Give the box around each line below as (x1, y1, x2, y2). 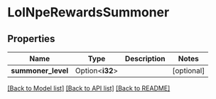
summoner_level (11, 66, 69, 75)
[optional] (172, 66, 205, 75)
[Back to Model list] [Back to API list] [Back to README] (7, 84, 171, 93)
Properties (7, 33, 55, 45)
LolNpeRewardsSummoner (7, 4, 170, 21)
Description (124, 54, 166, 63)
